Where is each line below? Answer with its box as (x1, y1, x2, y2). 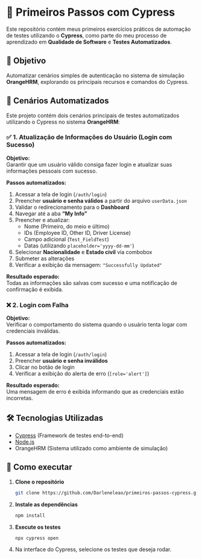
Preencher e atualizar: (14, 216, 71, 223)
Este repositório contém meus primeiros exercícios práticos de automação (6, 25, 191, 33)
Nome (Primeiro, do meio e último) (24, 223, 110, 230)
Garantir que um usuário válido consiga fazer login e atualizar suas (6, 161, 172, 168)
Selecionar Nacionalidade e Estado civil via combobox (14, 248, 153, 255)
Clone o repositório (14, 478, 65, 485)
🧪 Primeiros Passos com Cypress (6, 5, 175, 19)
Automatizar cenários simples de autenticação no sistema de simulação (6, 72, 185, 79)
